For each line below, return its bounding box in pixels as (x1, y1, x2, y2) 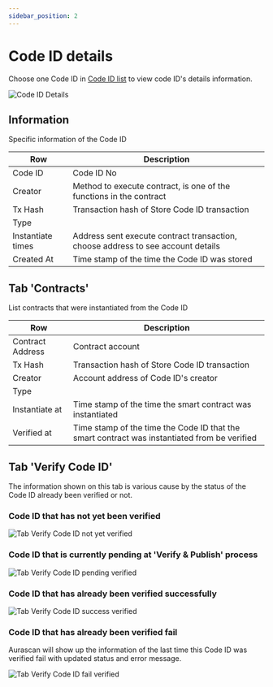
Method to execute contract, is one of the (72, 180, 231, 192)
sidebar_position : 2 (8, 11, 79, 20)
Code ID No (72, 167, 117, 179)
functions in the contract (72, 191, 167, 202)
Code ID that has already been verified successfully (8, 588, 217, 599)
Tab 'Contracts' (8, 281, 89, 295)
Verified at (12, 427, 53, 439)
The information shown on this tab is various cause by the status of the (8, 482, 246, 491)
